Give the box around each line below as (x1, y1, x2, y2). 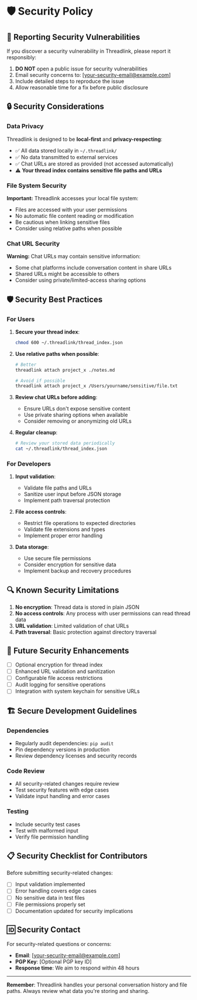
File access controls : (15, 509, 67, 516)
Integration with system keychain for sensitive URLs (15, 688, 140, 695)
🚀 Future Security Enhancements (6, 645, 129, 655)
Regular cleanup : (15, 429, 58, 436)
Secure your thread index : (15, 328, 80, 335)
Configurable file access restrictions (15, 675, 103, 682)
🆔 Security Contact (6, 925, 81, 935)
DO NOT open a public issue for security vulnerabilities (15, 65, 148, 72)
